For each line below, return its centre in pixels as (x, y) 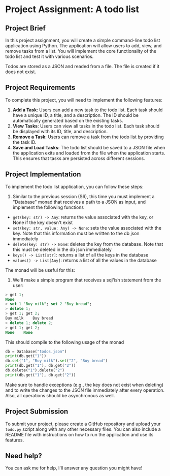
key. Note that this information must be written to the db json (76, 233)
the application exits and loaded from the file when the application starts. (89, 153)
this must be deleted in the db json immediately (62, 249)
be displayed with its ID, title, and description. (60, 131)
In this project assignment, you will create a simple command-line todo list (83, 40)
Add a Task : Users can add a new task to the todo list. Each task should (88, 110)
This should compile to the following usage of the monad (65, 342)
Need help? (24, 456)
